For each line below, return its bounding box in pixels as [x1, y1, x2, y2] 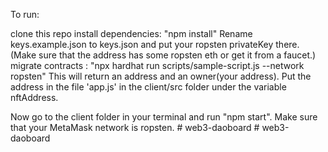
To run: [10, 9, 40, 20]
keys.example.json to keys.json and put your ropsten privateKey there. [10, 39, 300, 50]
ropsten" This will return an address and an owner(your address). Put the [10, 70, 312, 82]
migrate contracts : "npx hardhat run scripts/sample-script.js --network [10, 60, 305, 71]
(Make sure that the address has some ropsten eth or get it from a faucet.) [10, 49, 317, 61]
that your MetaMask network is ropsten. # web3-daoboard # [10, 122, 260, 133]
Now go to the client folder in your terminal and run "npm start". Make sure [10, 111, 318, 123]
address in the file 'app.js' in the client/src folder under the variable [10, 81, 287, 93]
